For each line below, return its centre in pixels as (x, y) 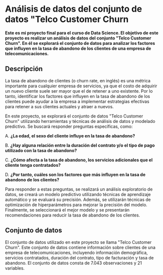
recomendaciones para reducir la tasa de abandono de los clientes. (72, 215)
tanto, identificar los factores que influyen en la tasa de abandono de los (78, 96)
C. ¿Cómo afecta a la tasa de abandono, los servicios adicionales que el (79, 160)
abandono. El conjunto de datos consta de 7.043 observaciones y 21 (73, 263)
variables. (15, 268)
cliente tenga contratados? (33, 165)
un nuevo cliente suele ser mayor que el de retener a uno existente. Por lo (79, 91)
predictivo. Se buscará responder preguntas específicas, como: (69, 126)
